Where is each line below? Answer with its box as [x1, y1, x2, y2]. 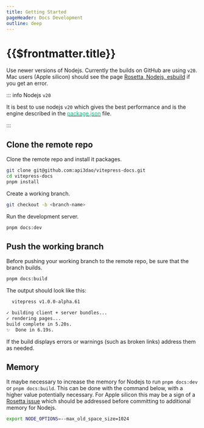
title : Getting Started [6, 9, 67, 15]
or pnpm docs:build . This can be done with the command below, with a [6, 385, 183, 392]
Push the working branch [6, 241, 104, 252]
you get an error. [6, 80, 49, 87]
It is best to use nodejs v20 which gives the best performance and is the [6, 103, 186, 111]
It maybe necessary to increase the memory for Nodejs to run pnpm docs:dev [6, 378, 198, 385]
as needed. [6, 344, 35, 352]
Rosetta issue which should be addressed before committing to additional [6, 397, 191, 405]
